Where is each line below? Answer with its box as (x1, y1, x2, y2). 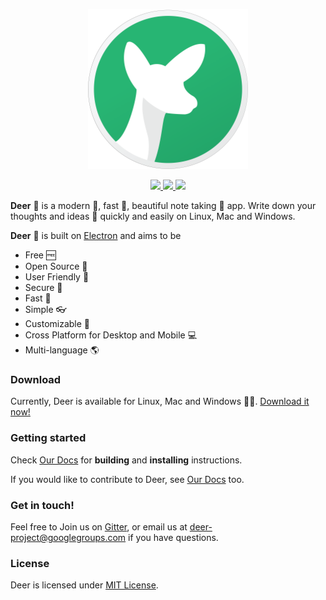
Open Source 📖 (24, 260, 88, 272)
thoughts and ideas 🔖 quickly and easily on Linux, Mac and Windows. (10, 210, 296, 222)
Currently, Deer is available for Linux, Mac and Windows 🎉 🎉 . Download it (10, 395, 310, 408)
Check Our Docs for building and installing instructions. (10, 454, 243, 466)
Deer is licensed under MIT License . (10, 579, 159, 591)
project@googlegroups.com (10, 531, 127, 543)
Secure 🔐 (24, 282, 63, 293)
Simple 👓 (24, 304, 67, 315)
